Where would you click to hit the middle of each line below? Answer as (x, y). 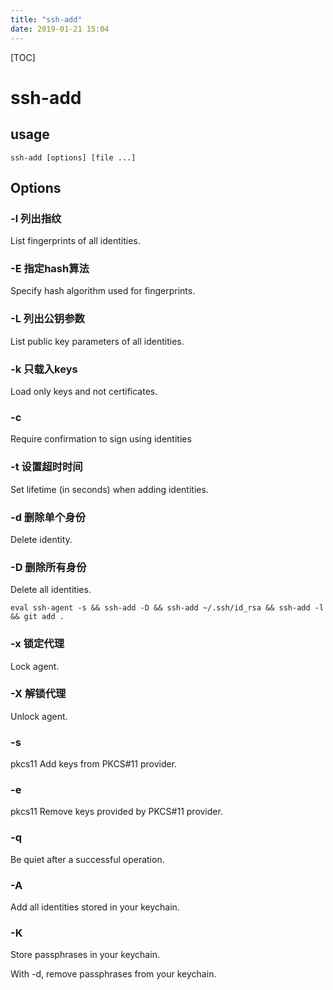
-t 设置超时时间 (46, 467)
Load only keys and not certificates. (84, 392)
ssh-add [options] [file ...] (73, 157)
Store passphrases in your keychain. (85, 955)
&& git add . (37, 617)
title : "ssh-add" (46, 19)
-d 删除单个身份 (48, 517)
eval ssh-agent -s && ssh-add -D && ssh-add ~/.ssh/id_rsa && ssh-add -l (167, 608)
